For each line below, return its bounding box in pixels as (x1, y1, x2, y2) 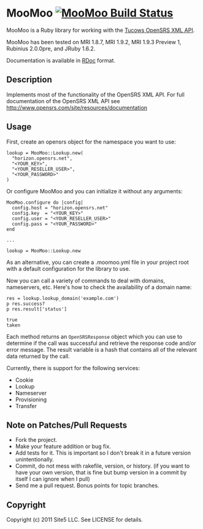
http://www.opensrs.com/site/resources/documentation (6, 104, 148, 111)
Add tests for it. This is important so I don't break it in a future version (15, 449, 191, 457)
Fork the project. (15, 436, 58, 444)
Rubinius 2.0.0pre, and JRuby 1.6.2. (6, 45, 96, 52)
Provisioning (15, 396, 47, 403)
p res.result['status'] (6, 306, 67, 312)
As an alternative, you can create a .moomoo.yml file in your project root (6, 258, 189, 266)
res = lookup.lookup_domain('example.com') (6, 295, 120, 301)
